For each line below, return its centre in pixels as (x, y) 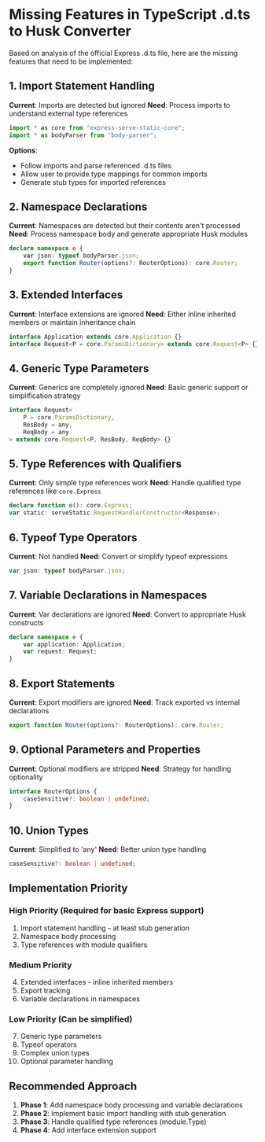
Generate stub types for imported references (93, 182)
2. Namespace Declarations (78, 206)
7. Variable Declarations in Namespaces (108, 595)
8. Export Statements (62, 683)
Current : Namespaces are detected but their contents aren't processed (125, 226)
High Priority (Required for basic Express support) (107, 911)
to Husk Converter (70, 31)
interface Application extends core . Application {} (95, 337)
